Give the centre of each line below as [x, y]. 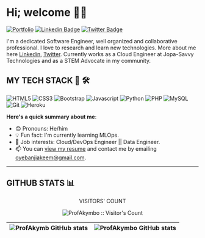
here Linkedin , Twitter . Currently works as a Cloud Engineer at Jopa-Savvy [100, 54]
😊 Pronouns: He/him [41, 128]
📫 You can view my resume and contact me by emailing [86, 148]
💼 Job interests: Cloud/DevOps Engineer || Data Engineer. [88, 142]
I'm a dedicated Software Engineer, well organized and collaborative [92, 41]
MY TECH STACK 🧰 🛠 [48, 81]
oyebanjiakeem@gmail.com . [51, 157]
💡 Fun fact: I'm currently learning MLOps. [67, 135]
